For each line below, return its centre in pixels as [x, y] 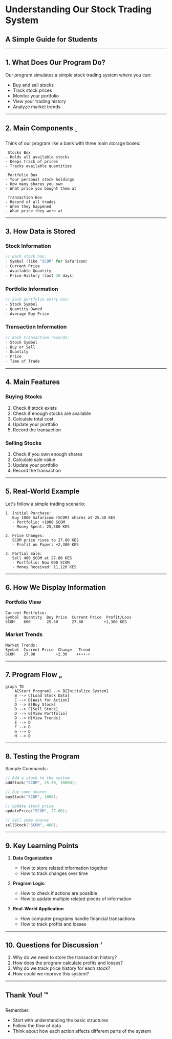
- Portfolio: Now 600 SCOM [41, 563]
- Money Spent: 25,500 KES [41, 527]
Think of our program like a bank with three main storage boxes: [73, 143]
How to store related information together [64, 868]
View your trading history [39, 101]
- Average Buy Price [27, 314]
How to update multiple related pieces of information [76, 899]
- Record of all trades [31, 202]
